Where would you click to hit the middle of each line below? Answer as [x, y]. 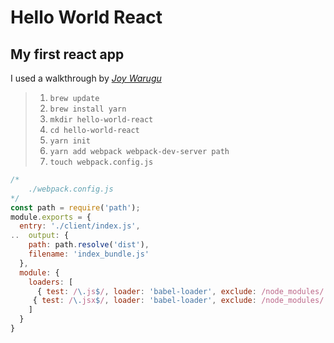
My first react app [67, 54]
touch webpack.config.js [101, 162]
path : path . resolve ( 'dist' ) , [89, 245]
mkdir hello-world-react [101, 120]
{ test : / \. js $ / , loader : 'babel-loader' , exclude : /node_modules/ [180, 291]
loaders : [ [51, 282]
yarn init [70, 141]
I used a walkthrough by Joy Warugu [86, 78]
